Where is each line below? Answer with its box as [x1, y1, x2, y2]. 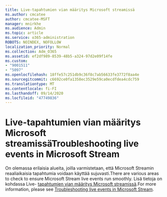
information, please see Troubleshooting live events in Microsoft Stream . [5, 187, 154, 193]
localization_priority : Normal [5, 44, 70, 49]
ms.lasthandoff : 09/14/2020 [5, 91, 64, 96]
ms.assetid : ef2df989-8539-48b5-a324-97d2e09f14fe [5, 53, 113, 59]
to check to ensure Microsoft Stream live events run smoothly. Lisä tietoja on [5, 176, 163, 182]
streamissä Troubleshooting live [5, 138, 139, 150]
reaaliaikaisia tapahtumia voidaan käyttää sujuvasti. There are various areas [5, 171, 159, 177]
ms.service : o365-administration [5, 35, 75, 40]
